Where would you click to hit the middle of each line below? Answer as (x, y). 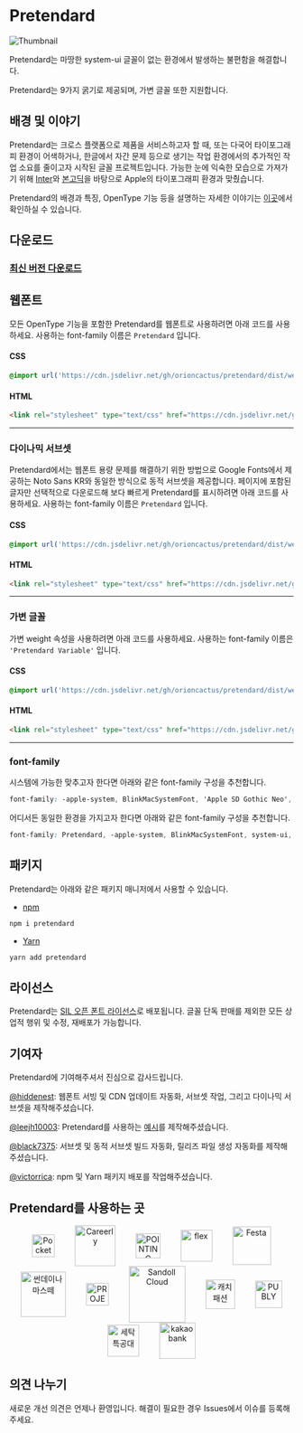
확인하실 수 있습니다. (46, 209)
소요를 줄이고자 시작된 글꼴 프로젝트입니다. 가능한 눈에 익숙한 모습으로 (141, 167)
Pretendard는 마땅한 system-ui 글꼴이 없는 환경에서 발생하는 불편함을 (133, 59)
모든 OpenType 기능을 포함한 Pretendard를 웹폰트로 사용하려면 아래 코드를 (142, 324)
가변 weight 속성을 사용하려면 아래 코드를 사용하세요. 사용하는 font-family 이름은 (151, 638)
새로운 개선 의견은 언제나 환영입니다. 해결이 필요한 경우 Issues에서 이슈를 (138, 1408)
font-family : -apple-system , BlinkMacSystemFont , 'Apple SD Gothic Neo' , (151, 800)
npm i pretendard (42, 923)
